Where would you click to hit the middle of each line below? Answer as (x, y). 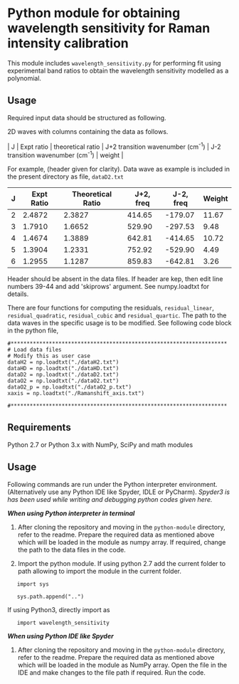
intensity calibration (68, 43)
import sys (33, 584)
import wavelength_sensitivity (63, 623)
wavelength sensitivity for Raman (109, 28)
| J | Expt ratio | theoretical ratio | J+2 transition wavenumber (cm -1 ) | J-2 (114, 146)
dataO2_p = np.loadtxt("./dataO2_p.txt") (70, 387)
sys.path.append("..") (50, 596)
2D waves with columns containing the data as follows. (88, 131)
